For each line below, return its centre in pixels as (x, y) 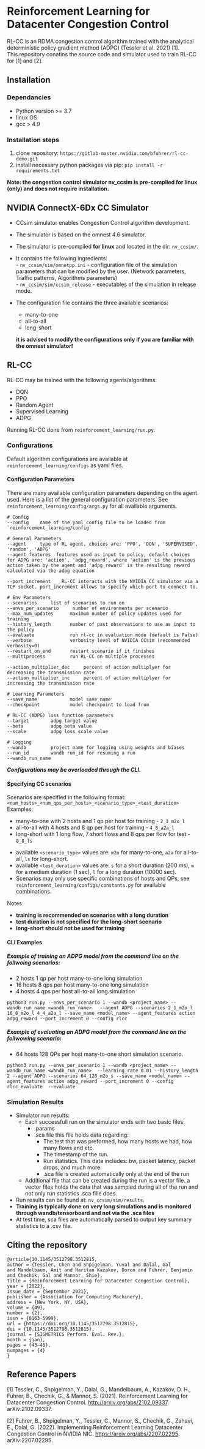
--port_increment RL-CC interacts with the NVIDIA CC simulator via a (103, 582)
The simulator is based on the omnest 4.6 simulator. (81, 235)
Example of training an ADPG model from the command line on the (93, 956)
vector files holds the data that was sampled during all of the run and (111, 1187)
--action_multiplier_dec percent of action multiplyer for (89, 668)
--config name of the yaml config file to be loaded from (86, 523)
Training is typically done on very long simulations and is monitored (103, 1206)
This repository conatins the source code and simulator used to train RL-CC (102, 54)
